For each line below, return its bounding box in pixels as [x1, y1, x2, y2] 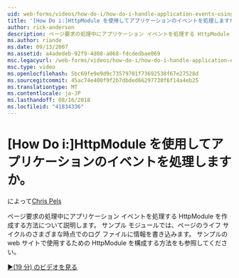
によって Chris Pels [7, 197, 62, 205]
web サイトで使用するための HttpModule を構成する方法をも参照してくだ [7, 238, 222, 247]
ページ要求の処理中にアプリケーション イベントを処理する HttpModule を [7, 212, 222, 220]
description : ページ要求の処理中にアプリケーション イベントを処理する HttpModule [7, 30, 230, 38]
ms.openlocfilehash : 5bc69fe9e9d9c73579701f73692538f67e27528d [7, 70, 199, 77]
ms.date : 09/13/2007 [7, 43, 69, 51]
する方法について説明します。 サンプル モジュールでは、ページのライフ [13, 220, 222, 229]
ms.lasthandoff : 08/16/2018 [7, 97, 91, 104]
